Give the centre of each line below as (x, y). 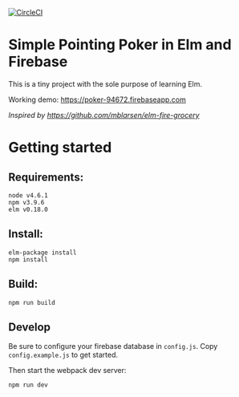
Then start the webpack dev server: (67, 371)
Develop (29, 327)
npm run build (32, 302)
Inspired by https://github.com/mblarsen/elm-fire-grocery (104, 115)
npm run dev (28, 385)
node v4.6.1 (28, 195)
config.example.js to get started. (63, 355)
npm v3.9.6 (26, 202)
